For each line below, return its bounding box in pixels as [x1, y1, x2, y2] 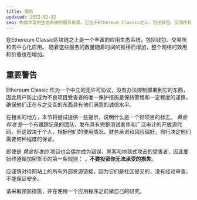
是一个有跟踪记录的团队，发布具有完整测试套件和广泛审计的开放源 [17, 121, 177, 128]
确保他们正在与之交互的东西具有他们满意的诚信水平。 [6, 101, 135, 109]
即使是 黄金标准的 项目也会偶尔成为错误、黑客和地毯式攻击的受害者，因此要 [6, 148, 189, 155]
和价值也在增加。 [6, 51, 47, 58]
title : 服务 [6, 8, 33, 15]
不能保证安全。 [6, 175, 42, 182]
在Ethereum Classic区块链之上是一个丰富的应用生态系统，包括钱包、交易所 [6, 36, 187, 43]
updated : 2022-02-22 [6, 14, 57, 20]
